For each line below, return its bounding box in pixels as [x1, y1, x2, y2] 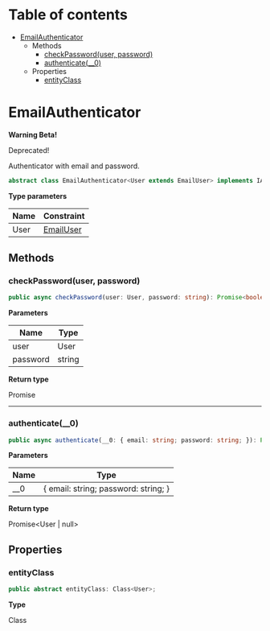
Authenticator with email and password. [8, 161, 141, 171]
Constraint [43, 210, 85, 221]
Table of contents [8, 6, 129, 24]
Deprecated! [8, 145, 50, 155]
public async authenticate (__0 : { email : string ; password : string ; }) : [8, 436, 257, 444]
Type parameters [8, 191, 67, 200]
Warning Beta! [8, 130, 58, 139]
